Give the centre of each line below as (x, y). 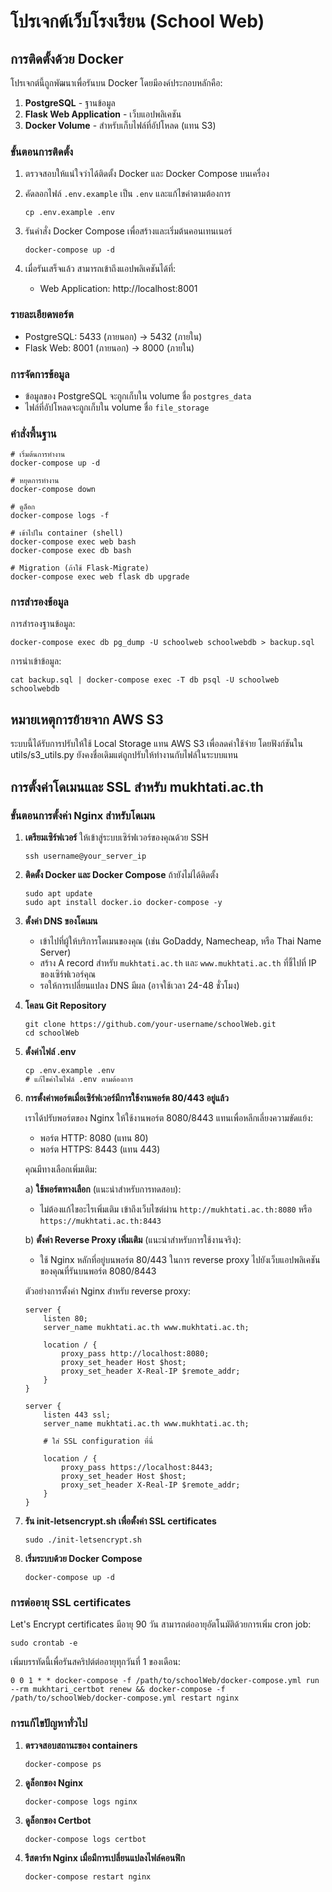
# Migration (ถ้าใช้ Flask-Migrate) (80, 568)
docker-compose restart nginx (88, 1876)
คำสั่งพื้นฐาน (33, 433)
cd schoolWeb (52, 1033)
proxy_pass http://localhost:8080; (135, 1353)
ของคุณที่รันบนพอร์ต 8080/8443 (98, 1271)
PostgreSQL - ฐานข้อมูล (70, 103)
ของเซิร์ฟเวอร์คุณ (67, 974)
